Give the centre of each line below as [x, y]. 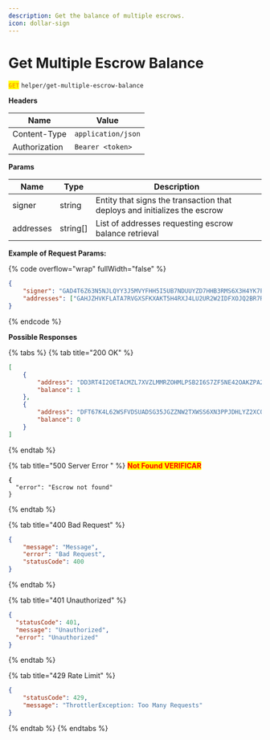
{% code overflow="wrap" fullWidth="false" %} [88, 269]
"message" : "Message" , [61, 547]
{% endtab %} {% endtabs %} [58, 728]
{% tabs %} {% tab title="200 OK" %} [71, 352]
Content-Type [39, 134]
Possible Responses [43, 337]
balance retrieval [127, 234]
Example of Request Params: [57, 253]
